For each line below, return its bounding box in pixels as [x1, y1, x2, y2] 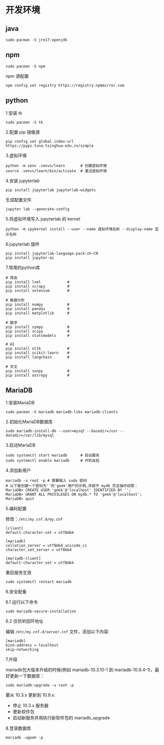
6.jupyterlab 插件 [5, 241, 40, 247]
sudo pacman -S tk [5, 120, 43, 125]
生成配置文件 [5, 196, 31, 202]
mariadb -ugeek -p [5, 735, 43, 740]
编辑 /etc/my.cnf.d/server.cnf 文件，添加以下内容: [5, 629, 109, 635]
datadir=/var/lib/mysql [5, 433, 55, 438]
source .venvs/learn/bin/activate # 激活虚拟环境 [5, 168, 107, 173]
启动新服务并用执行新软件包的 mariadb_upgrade [12, 715, 110, 721]
